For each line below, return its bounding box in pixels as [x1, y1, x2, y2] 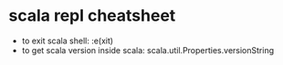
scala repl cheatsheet [8, 5, 176, 26]
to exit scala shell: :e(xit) [21, 35, 114, 46]
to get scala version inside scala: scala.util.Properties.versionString [21, 44, 275, 55]
